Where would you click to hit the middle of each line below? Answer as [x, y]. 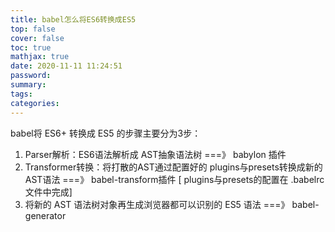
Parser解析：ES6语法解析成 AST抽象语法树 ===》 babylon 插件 [155, 154]
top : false [33, 29]
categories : [35, 103]
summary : [28, 85]
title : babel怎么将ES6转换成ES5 [73, 19]
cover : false [37, 38]
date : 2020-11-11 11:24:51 [66, 66]
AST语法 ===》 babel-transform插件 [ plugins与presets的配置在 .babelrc [174, 179]
